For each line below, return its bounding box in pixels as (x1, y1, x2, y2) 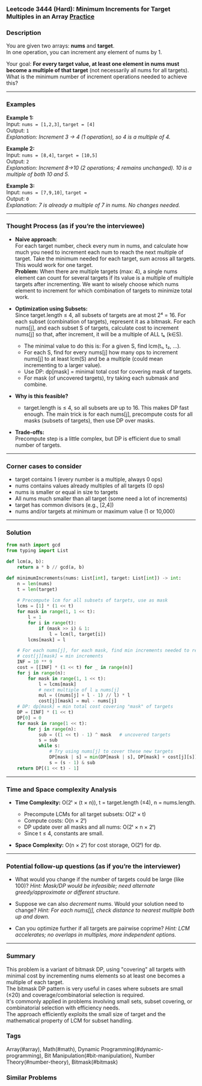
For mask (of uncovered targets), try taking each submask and (23, 374, 179, 381)
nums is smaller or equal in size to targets (14, 489, 118, 496)
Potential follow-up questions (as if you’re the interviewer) (6, 862, 181, 870)
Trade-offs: (14, 428, 45, 436)
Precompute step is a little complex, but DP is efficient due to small (14, 435, 181, 442)
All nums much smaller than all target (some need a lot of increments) (14, 495, 188, 502)
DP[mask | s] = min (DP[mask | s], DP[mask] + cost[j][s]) (49, 754, 198, 761)
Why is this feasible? (14, 392, 69, 400)
